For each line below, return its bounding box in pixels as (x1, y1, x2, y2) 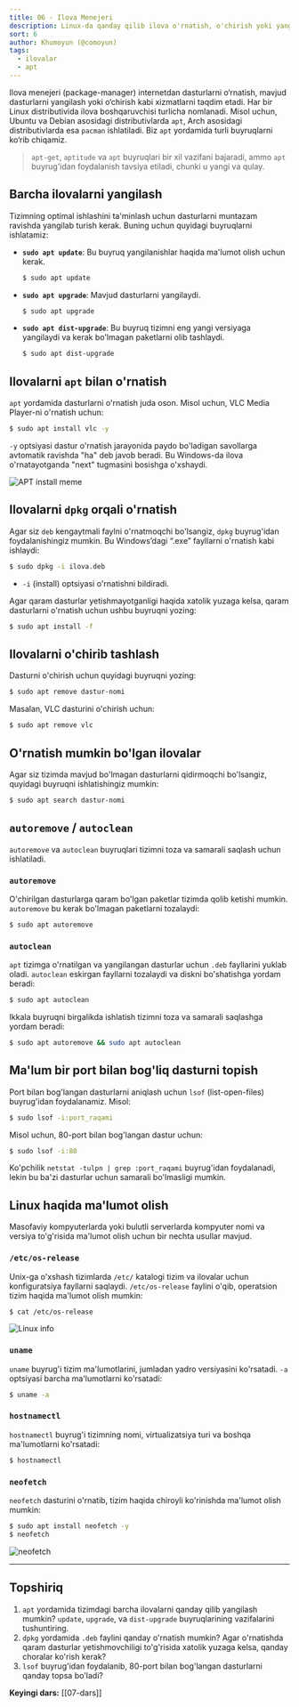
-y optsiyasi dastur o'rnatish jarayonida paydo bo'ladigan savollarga (9, 441, 258, 450)
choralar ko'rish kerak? (21, 1651, 107, 1662)
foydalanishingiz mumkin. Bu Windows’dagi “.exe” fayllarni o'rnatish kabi (9, 535, 274, 546)
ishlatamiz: (9, 229, 49, 240)
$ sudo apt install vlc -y (9, 425, 109, 433)
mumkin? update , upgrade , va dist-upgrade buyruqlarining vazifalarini (21, 1613, 275, 1624)
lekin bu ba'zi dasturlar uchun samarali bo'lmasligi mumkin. (9, 1172, 227, 1183)
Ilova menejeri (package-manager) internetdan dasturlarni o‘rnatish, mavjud (9, 86, 287, 98)
